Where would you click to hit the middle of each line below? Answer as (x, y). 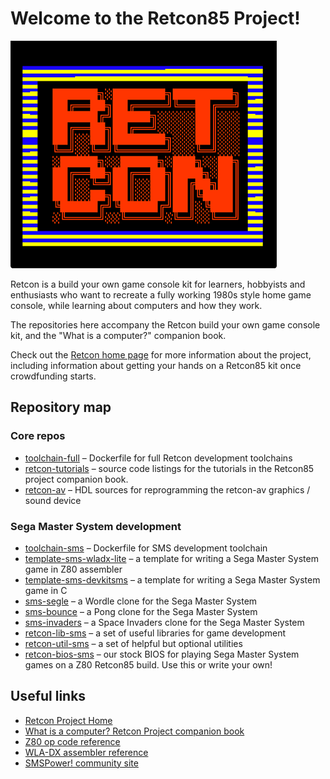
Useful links (48, 696)
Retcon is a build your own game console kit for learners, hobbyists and (158, 284)
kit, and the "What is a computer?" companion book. (118, 335)
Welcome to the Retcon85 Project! (155, 18)
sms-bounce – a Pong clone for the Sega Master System (141, 611)
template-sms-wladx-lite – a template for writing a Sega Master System (171, 558)
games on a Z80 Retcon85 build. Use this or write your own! (148, 664)
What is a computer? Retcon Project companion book (134, 731)
